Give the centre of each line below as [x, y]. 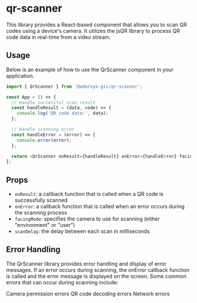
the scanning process [41, 213]
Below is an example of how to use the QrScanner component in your [90, 70]
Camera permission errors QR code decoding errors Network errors [88, 294]
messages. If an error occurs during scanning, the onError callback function [98, 270]
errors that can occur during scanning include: [62, 282]
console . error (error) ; [44, 140]
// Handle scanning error [43, 129]
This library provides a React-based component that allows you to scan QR [96, 25]
